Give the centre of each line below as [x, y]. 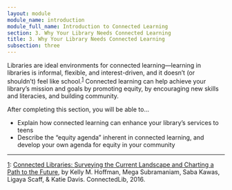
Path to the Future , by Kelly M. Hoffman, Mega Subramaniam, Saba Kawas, [114, 172]
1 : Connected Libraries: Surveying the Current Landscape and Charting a [110, 164]
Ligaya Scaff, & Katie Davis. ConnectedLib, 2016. [76, 179]
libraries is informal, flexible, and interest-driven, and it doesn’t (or [101, 73]
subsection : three [33, 46]
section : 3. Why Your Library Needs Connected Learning [89, 33]
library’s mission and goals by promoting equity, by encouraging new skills [113, 88]
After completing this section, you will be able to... [78, 109]
